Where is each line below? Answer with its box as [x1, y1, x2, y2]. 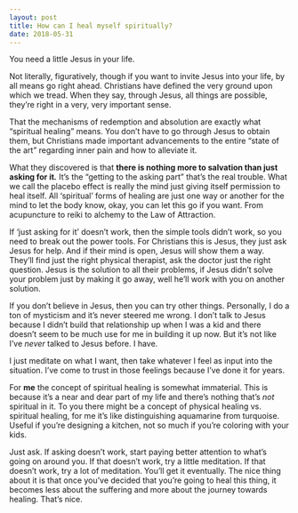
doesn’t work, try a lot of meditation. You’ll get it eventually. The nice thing [9, 466, 282, 477]
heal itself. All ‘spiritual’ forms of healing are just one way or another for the [9, 190, 285, 201]
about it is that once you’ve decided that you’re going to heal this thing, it [9, 475, 278, 485]
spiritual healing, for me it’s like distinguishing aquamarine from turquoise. [9, 411, 280, 421]
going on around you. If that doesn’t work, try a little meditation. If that [9, 456, 266, 467]
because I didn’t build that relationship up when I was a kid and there [9, 319, 262, 330]
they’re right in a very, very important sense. [9, 100, 172, 110]
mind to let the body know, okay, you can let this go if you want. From [9, 200, 264, 211]
